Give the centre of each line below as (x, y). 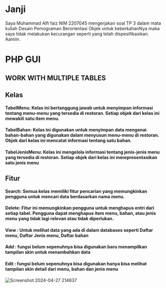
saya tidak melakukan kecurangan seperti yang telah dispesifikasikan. (77, 34)
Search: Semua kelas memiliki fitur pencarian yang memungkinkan (76, 191)
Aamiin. (13, 39)
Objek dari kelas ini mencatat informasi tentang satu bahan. (68, 140)
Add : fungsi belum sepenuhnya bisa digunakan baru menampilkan (76, 247)
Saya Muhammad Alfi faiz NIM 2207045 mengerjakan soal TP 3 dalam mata (83, 23)
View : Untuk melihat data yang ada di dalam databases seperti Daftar (79, 230)
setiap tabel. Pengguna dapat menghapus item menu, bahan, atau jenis (80, 213)
